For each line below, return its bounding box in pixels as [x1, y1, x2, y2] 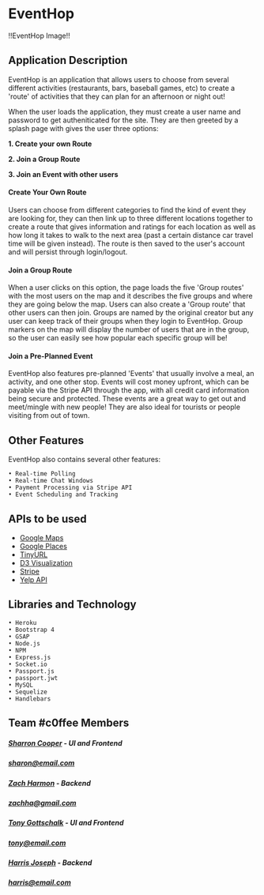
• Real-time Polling [8, 470, 77, 478]
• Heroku [8, 619, 37, 626]
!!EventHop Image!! [8, 31, 71, 40]
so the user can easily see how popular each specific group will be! [8, 333, 228, 343]
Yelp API [19, 574, 47, 585]
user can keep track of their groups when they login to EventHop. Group [8, 317, 243, 326]
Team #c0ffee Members [8, 716, 130, 730]
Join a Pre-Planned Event [8, 351, 93, 360]
